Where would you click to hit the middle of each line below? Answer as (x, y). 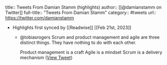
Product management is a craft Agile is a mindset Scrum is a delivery (91, 52)
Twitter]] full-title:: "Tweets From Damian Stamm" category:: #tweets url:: (81, 12)
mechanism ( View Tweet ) (46, 57)
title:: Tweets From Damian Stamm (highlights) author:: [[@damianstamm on (83, 7)
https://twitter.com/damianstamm (40, 18)
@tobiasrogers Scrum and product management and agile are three (90, 37)
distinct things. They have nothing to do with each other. (78, 42)
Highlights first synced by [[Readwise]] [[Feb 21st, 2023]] (72, 27)
